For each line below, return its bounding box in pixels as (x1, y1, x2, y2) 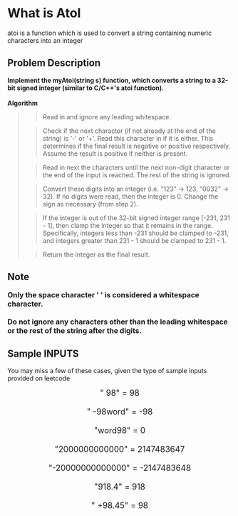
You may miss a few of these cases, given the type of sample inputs (7, 367, 207, 375)
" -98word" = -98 (86, 407, 153, 417)
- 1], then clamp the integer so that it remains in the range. (42, 221, 214, 229)
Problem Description (7, 57, 101, 69)
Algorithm (7, 99, 38, 107)
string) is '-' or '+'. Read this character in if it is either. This (42, 134, 214, 142)
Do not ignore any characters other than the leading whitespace (7, 317, 228, 327)
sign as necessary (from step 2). (42, 199, 138, 208)
